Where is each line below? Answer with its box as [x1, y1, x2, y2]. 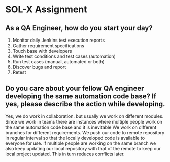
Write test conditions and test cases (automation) [12, 53, 116, 59]
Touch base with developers [12, 48, 72, 54]
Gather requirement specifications [12, 43, 85, 49]
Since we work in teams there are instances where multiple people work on [5, 118, 162, 125]
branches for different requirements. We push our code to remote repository [5, 129, 165, 135]
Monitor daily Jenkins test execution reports [12, 37, 105, 43]
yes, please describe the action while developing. [5, 100, 165, 108]
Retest [12, 69, 26, 75]
